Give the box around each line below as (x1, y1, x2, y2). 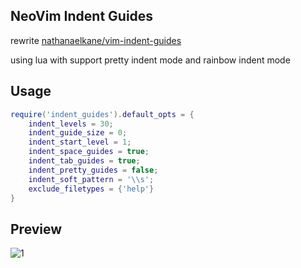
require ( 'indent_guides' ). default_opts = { (10, 109, 195, 119)
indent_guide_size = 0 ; (28, 128, 128, 138)
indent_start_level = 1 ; (28, 137, 132, 148)
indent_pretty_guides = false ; (28, 165, 159, 175)
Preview (10, 220, 63, 238)
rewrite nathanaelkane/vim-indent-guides (10, 34, 182, 46)
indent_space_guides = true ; (28, 147, 150, 157)
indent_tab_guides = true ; (28, 156, 141, 166)
